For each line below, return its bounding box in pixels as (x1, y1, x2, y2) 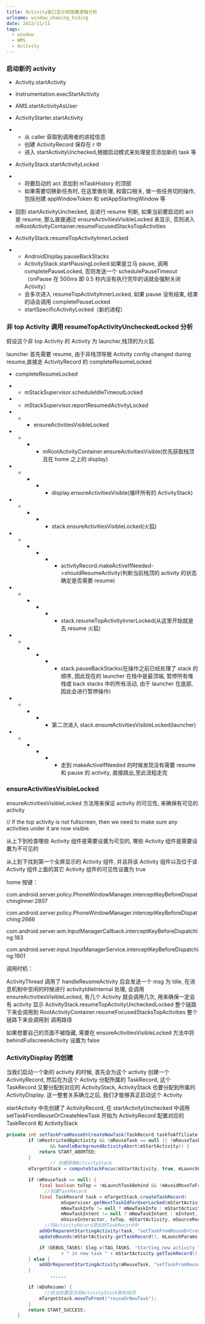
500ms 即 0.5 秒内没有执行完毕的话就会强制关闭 (60, 276, 181, 283)
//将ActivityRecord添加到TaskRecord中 (45, 1223, 138, 1229)
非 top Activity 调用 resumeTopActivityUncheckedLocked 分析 (6, 323, 193, 331)
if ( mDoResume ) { (28, 1284, 72, 1290)
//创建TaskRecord (45, 1188, 87, 1194)
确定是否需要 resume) (60, 577, 115, 584)
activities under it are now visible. (6, 824, 90, 832)
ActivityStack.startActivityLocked (15, 161, 99, 168)
